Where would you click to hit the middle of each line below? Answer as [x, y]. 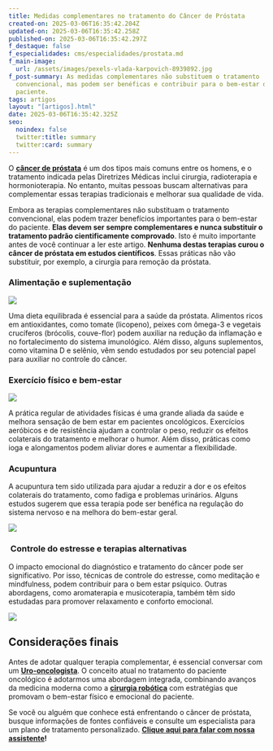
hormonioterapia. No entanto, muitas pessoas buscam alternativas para [128, 185]
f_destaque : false [39, 46]
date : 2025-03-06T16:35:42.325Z [63, 115]
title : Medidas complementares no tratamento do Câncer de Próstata [127, 16]
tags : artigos [32, 99]
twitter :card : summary [54, 145]
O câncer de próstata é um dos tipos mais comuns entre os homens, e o [130, 168]
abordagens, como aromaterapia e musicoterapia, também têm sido [122, 592]
